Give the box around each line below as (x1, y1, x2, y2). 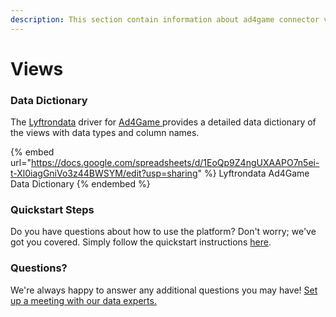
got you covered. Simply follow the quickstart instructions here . (10, 236, 272, 248)
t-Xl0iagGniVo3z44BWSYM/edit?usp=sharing (10, 167, 198, 180)
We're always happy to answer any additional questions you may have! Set (10, 284, 318, 296)
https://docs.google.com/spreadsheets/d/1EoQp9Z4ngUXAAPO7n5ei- (30, 157, 320, 169)
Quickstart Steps (10, 203, 95, 217)
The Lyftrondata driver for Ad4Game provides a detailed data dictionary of (10, 116, 317, 128)
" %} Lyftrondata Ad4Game (197, 167, 310, 180)
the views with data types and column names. (10, 127, 200, 139)
